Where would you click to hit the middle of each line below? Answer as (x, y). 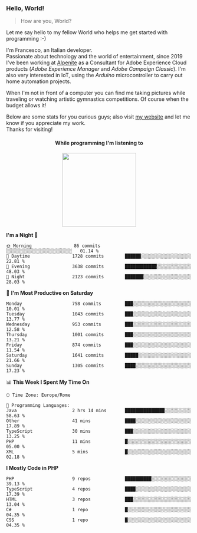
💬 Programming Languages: (38, 405)
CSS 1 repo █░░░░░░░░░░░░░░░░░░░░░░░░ (99, 520)
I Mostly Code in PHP (32, 468)
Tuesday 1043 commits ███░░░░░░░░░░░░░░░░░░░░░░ (99, 314)
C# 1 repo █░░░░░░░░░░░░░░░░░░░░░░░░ (99, 509)
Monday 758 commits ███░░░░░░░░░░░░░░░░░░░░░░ (99, 304)
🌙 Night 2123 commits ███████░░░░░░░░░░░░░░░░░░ (99, 277)
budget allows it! (26, 106)
